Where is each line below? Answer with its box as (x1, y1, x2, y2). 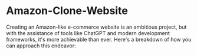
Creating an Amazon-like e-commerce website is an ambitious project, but (6, 23, 187, 30)
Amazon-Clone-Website (6, 4, 128, 18)
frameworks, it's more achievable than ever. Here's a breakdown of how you (6, 36, 192, 43)
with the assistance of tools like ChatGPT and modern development (6, 29, 170, 36)
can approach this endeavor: (6, 42, 76, 49)
